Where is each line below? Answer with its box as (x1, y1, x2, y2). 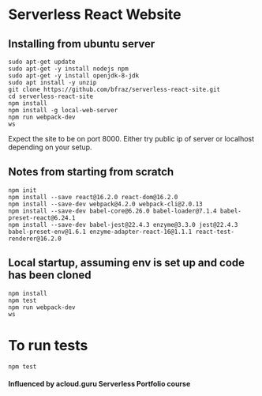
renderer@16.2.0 (8, 235, 62, 243)
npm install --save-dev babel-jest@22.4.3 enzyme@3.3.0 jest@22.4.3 (8, 221, 238, 228)
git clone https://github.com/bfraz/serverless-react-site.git (8, 85, 221, 93)
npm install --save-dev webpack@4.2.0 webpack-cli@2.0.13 (8, 200, 203, 208)
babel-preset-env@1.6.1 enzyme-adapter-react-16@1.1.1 (8, 228, 193, 236)
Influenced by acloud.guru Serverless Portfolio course (8, 379, 191, 389)
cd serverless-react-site (8, 92, 93, 100)
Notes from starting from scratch (8, 165, 174, 179)
